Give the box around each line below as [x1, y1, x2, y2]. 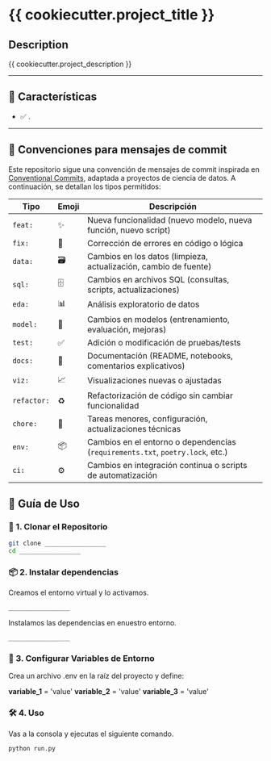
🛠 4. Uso [8, 708, 44, 719]
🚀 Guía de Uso [8, 497, 81, 511]
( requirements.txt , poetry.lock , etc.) [87, 446, 228, 458]
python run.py [8, 744, 56, 752]
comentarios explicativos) [87, 360, 186, 371]
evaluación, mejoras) [87, 324, 167, 335]
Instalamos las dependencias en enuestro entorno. [8, 618, 177, 628]
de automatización [87, 470, 158, 481]
